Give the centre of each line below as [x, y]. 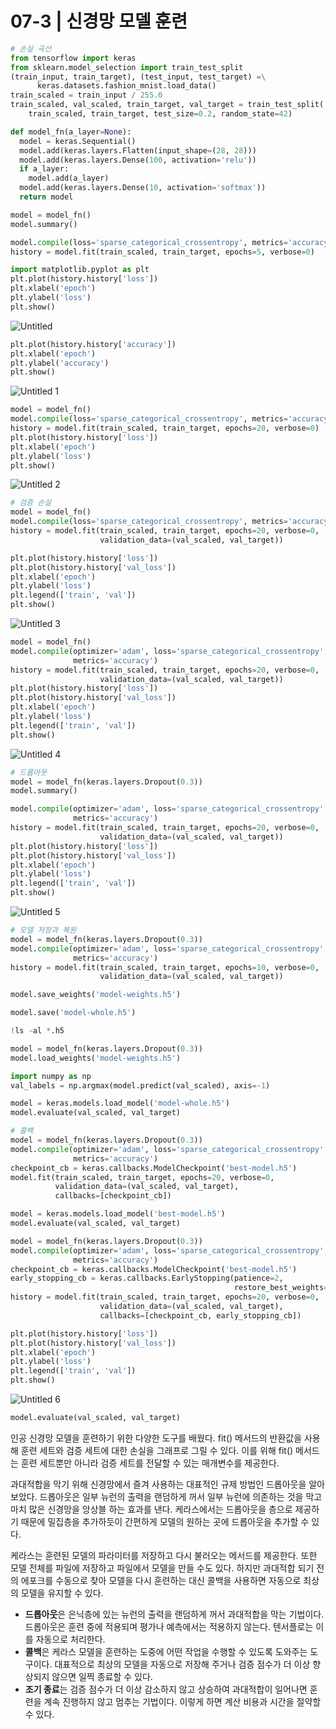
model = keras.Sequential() [78, 141]
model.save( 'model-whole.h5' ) [73, 1013]
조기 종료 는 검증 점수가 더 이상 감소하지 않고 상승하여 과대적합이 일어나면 [166, 1689]
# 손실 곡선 [31, 48]
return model [46, 197]
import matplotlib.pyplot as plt [80, 270]
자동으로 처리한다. [70, 1639]
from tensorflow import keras [73, 58]
